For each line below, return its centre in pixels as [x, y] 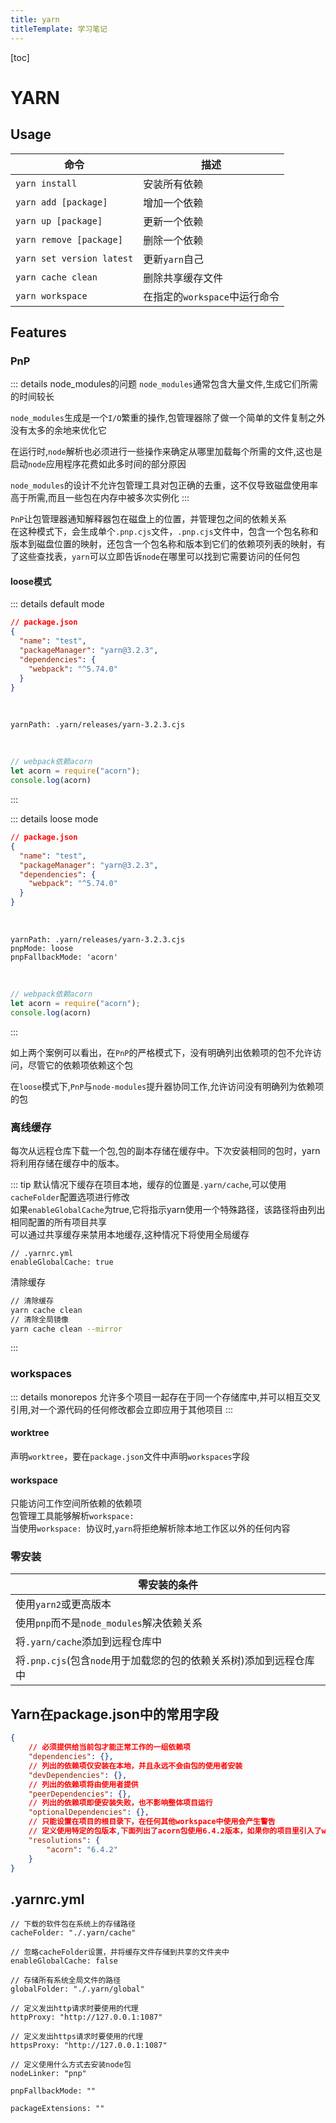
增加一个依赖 [173, 203]
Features [38, 332]
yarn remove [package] [69, 239]
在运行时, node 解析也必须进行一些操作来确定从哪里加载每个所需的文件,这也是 [166, 452]
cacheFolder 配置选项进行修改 [70, 1197]
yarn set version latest [74, 258]
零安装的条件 [167, 1585]
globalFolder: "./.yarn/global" [77, 1989]
